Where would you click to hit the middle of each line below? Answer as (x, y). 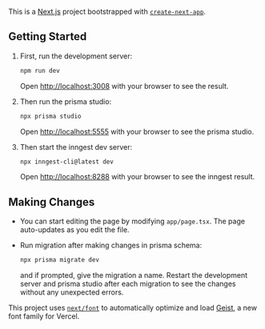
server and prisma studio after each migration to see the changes (128, 284)
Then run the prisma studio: (66, 101)
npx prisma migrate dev (60, 260)
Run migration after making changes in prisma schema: (111, 245)
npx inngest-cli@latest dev (66, 162)
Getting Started (48, 36)
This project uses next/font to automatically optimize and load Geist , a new (133, 308)
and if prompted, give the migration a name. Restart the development (134, 275)
